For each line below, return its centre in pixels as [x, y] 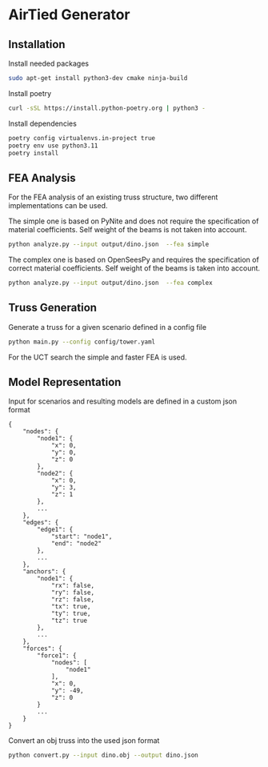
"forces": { [42, 649]
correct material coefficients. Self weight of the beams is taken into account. [134, 268]
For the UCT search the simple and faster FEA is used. [98, 357]
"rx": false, [72, 586]
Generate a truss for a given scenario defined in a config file [107, 327]
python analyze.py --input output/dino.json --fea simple [109, 245]
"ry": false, [72, 593]
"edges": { [41, 523]
